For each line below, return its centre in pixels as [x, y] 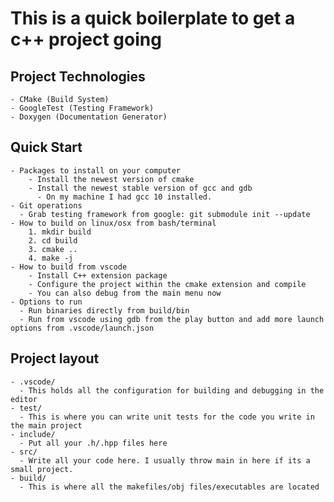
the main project [46, 425]
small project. [42, 469]
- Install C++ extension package [98, 275]
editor [24, 399]
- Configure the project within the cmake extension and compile [167, 284]
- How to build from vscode [69, 267]
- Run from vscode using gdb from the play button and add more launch [172, 319]
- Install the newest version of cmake [111, 179]
